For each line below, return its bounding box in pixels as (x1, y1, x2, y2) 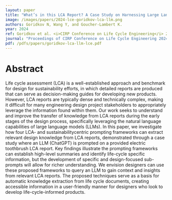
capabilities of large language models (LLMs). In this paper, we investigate (5, 124, 162, 130)
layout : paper (5, 7, 36, 13)
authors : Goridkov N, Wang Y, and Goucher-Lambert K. (5, 22, 123, 27)
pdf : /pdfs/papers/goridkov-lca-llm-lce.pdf (5, 41, 102, 46)
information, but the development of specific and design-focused (5, 156, 143, 162)
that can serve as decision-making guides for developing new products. (5, 91, 157, 97)
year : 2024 (5, 27, 29, 32)
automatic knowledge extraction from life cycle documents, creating (5, 178, 149, 184)
